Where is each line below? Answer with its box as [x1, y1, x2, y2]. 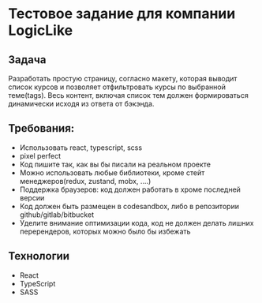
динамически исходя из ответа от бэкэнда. [8, 99, 155, 108]
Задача [8, 53, 47, 66]
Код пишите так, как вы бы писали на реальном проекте [19, 159, 211, 169]
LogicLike [8, 21, 73, 39]
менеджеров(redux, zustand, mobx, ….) [19, 176, 152, 185]
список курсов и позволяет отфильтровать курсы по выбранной [8, 82, 226, 92]
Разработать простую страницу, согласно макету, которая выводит [8, 74, 238, 83]
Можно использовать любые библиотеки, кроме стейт [19, 167, 205, 178]
